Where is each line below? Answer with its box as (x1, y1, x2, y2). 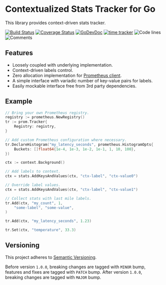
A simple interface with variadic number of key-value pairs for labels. (12, 77, 153, 83)
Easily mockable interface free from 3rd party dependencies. (12, 83, 137, 89)
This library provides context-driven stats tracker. (5, 20, 106, 26)
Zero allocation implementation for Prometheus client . (12, 72, 122, 78)
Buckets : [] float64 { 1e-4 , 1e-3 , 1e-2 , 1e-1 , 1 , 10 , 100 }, (14, 146, 136, 151)
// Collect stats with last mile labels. (5, 196, 92, 201)
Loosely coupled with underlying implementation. (12, 62, 113, 68)
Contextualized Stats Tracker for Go (5, 3, 156, 15)
